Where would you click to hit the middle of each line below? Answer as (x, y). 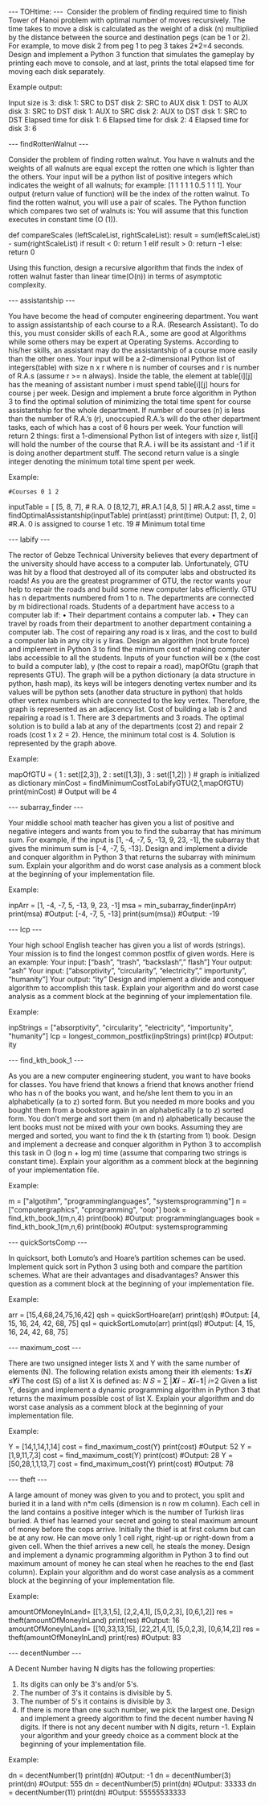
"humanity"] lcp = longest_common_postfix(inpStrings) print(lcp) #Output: (131, 1036)
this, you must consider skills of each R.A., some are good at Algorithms (127, 333)
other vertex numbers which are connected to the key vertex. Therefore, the (134, 700)
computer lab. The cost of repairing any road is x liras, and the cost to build (133, 632)
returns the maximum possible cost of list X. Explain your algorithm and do (131, 1398)
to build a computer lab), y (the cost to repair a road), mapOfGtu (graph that (133, 666)
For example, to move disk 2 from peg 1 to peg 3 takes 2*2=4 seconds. (126, 46)
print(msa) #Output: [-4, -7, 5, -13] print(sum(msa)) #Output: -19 (114, 914)
